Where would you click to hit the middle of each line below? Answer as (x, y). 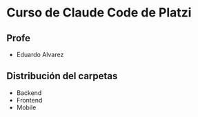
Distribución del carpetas (62, 76)
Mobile (26, 107)
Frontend (29, 100)
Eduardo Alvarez (40, 54)
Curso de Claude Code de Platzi (99, 13)
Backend (29, 93)
